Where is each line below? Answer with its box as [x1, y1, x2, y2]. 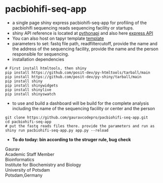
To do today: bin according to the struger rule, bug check [12, 136, 131, 142]
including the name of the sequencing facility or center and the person [12, 105, 155, 111]
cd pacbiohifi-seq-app [5, 119, 52, 124]
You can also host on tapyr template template [12, 35, 104, 41]
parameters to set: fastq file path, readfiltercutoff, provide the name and [12, 40, 158, 46]
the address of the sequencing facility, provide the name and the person [12, 46, 159, 52]
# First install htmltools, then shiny [5, 65, 87, 71]
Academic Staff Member [5, 151, 55, 157]
